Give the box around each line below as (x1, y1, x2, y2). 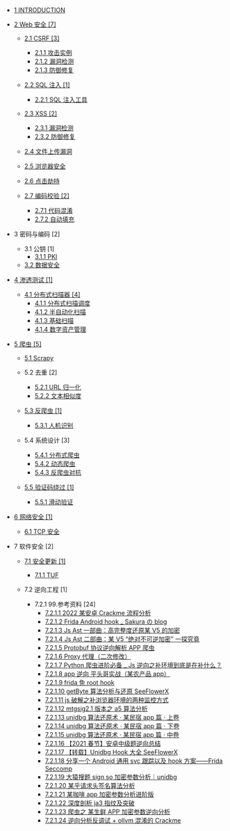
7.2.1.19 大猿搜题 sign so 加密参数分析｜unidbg (44, 773, 177, 781)
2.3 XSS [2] (24, 109, 58, 118)
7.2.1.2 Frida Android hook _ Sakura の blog (44, 617, 167, 626)
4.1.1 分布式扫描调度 (34, 299, 90, 307)
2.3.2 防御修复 (34, 132, 76, 141)
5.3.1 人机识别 (34, 421, 74, 429)
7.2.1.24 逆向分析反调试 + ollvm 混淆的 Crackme (44, 816, 181, 824)
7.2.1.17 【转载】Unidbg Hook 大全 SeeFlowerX (44, 748, 179, 756)
